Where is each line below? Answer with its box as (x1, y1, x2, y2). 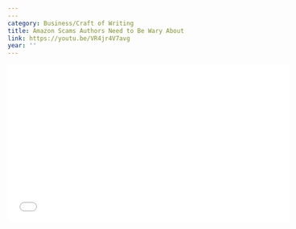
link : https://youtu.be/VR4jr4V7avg (7, 34, 130, 43)
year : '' (7, 42, 37, 50)
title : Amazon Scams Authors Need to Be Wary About (7, 27, 184, 35)
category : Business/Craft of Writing (7, 19, 134, 27)
